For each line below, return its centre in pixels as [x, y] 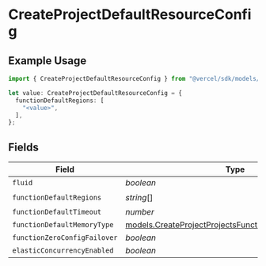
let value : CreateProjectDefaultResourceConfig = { [95, 93]
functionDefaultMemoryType [63, 225]
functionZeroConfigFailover [65, 238]
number [140, 212]
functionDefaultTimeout [57, 212]
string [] [139, 197]
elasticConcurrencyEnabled [63, 251]
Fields [24, 147]
